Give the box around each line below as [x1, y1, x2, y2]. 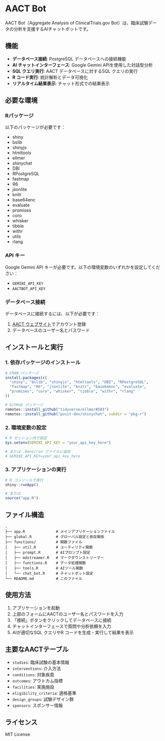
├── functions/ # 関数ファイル [5, 540, 83, 545]
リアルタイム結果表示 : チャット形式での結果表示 [12, 80, 110, 86]
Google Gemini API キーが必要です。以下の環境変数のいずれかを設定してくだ [5, 264, 161, 270]
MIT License [5, 732, 31, 738]
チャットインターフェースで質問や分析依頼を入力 [12, 623, 112, 629]
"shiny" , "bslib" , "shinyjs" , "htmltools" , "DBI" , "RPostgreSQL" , [9, 380, 149, 385]
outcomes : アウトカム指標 [12, 677, 63, 683]
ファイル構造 [5, 511, 44, 519]
